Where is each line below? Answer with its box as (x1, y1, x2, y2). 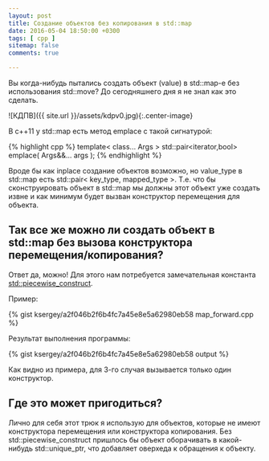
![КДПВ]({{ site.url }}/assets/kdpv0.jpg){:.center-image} (8, 111, 194, 120)
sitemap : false (8, 42, 59, 50)
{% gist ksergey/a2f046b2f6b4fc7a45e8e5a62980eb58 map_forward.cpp (8, 309, 255, 319)
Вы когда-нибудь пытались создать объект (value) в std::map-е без (8, 78, 240, 88)
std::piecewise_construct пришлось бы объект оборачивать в (8, 434, 218, 444)
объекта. (8, 200, 39, 210)
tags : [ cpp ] (8, 34, 56, 43)
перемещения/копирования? (8, 248, 164, 262)
